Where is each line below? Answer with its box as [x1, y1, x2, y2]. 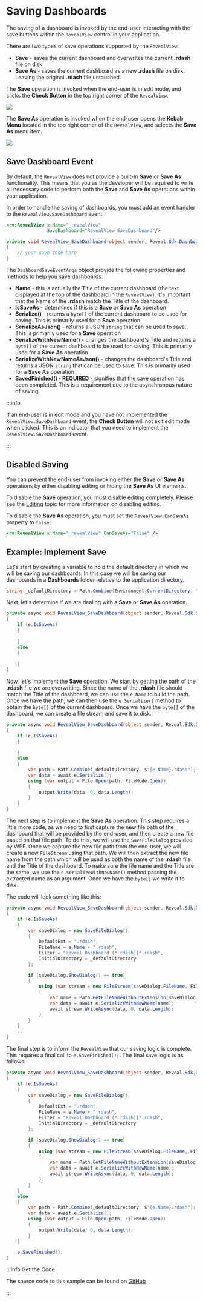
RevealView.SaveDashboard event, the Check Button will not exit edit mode [6, 418, 190, 425]
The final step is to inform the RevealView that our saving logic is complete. [6, 1045, 192, 1053]
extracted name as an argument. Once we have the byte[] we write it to [6, 875, 185, 882]
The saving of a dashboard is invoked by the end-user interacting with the [6, 24, 191, 32]
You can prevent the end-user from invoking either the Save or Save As [6, 476, 185, 483]
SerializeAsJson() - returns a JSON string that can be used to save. [14, 323, 187, 330]
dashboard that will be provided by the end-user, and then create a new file [6, 830, 195, 837]
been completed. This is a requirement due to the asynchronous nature [14, 381, 192, 388]
